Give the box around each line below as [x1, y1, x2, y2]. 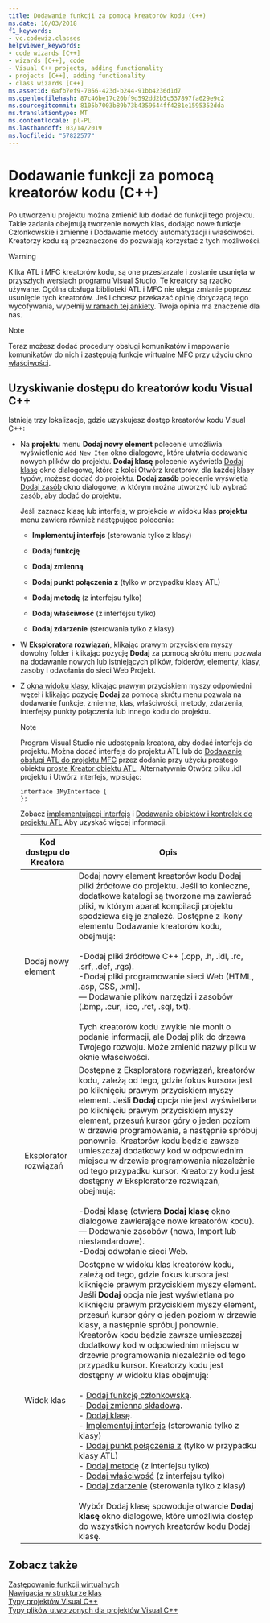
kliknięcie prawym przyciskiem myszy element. [78, 1279, 256, 1290]
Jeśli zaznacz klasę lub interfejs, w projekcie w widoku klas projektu [19, 507, 247, 516]
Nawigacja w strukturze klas [8, 1588, 102, 1598]
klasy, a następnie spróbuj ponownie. [78, 1319, 219, 1331]
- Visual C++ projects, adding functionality [8, 64, 163, 72]
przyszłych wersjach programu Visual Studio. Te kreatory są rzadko [8, 275, 233, 285]
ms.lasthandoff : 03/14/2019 [8, 124, 103, 132]
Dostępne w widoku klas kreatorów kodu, [78, 1259, 235, 1270]
